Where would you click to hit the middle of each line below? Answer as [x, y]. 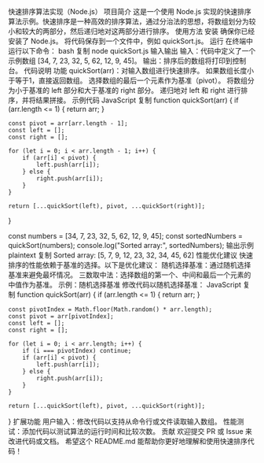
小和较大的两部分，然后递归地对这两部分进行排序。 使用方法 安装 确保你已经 [132, 31]
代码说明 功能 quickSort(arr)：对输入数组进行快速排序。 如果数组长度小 [138, 70]
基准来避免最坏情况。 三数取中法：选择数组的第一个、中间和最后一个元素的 [130, 275]
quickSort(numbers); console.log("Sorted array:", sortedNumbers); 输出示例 [131, 245]
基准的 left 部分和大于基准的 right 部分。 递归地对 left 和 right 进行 [135, 90]
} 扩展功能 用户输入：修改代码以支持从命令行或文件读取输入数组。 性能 [123, 421]
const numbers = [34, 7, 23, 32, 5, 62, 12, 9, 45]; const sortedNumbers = [126, 236]
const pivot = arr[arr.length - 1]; [68, 124]
